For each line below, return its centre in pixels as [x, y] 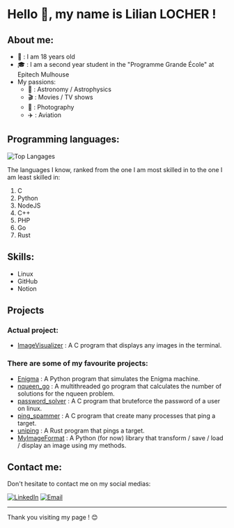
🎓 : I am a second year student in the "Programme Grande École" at [116, 64]
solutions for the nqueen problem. [66, 394]
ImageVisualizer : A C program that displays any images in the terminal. [119, 345]
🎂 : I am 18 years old [46, 56]
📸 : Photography [51, 107]
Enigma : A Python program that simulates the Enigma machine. [109, 378]
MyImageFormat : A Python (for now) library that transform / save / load [120, 437]
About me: [31, 40]
